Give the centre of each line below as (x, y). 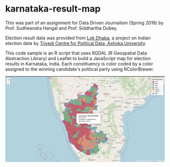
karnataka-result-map (53, 9)
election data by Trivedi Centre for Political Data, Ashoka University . (76, 43)
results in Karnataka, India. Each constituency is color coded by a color (79, 64)
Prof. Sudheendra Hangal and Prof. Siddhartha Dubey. (61, 28)
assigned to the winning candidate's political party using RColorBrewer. (80, 69)
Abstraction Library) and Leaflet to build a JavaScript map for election (78, 58)
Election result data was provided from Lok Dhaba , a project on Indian (78, 38)
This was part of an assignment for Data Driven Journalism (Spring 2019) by (84, 23)
